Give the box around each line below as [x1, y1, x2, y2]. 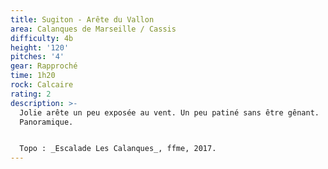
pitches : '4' [10, 52, 65, 62]
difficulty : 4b [10, 33, 74, 43]
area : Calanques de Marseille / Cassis [10, 24, 177, 34]
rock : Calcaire [10, 80, 74, 90]
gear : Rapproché [10, 61, 78, 71]
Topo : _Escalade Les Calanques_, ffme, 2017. [19, 144, 217, 154]
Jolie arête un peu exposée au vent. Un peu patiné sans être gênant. [19, 107, 320, 118]
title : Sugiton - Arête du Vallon [10, 14, 155, 25]
